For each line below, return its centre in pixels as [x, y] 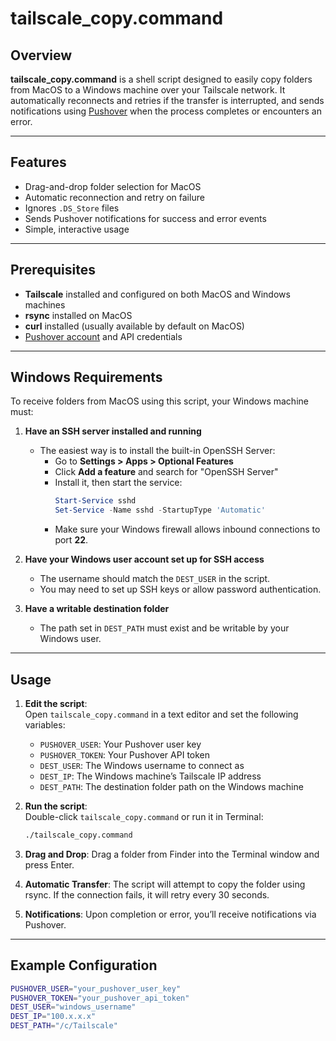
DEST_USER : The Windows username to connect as [142, 765]
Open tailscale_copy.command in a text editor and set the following [161, 714]
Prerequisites [53, 270]
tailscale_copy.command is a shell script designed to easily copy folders [161, 79]
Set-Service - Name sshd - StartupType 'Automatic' [160, 510]
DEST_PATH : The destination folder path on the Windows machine [171, 786]
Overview [41, 55]
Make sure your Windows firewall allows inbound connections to [187, 529]
